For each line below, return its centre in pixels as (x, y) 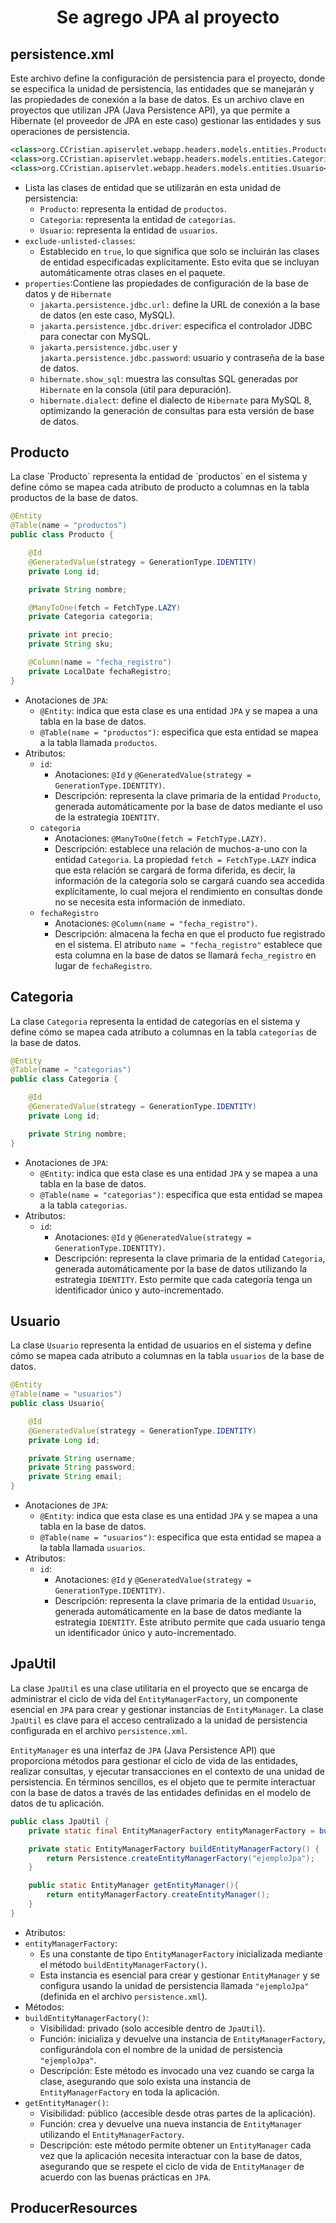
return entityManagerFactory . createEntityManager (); (158, 1895)
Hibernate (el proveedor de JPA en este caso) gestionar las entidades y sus (166, 120)
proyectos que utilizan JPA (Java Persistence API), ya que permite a (150, 110)
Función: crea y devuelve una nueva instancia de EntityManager (170, 2123)
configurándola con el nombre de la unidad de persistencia (161, 2049)
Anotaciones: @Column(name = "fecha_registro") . (156, 923)
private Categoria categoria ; (91, 617)
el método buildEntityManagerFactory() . (123, 1964)
